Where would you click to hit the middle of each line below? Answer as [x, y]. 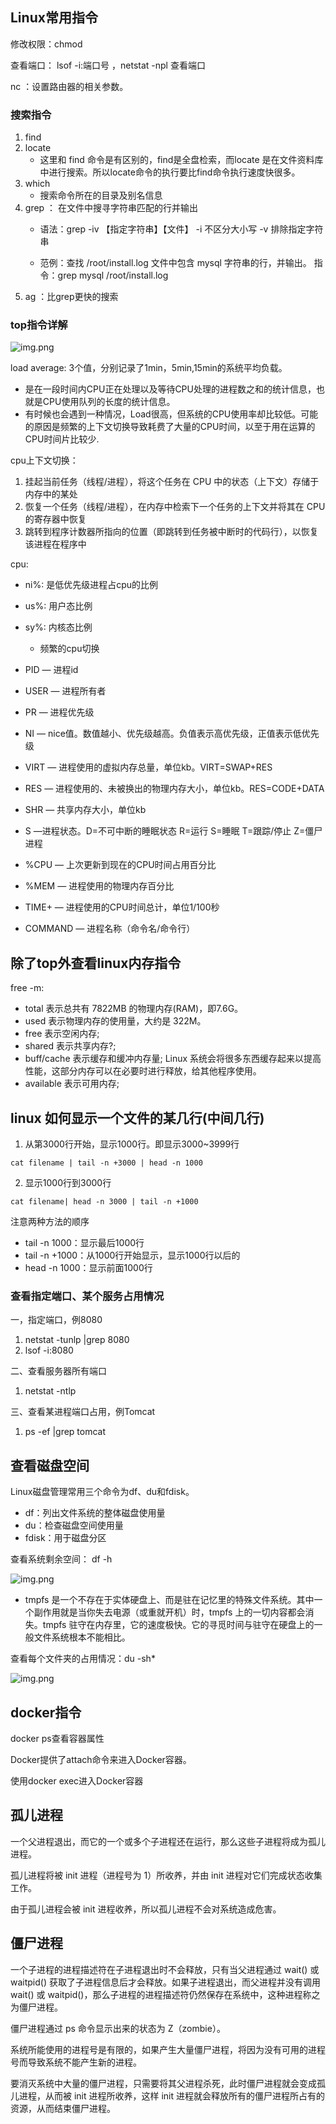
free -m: [27, 988]
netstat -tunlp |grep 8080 [77, 1340]
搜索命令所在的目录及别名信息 [101, 195]
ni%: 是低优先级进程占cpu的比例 [91, 585]
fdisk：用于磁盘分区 [65, 1538]
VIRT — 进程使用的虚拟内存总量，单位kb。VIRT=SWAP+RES [148, 767]
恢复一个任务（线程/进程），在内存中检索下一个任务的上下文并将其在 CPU [175, 507]
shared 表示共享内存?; [70, 1046]
